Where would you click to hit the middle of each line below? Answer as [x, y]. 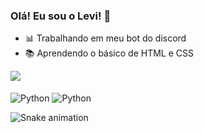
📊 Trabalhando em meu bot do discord [105, 38]
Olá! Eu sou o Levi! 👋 [61, 16]
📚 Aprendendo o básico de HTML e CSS [109, 53]
